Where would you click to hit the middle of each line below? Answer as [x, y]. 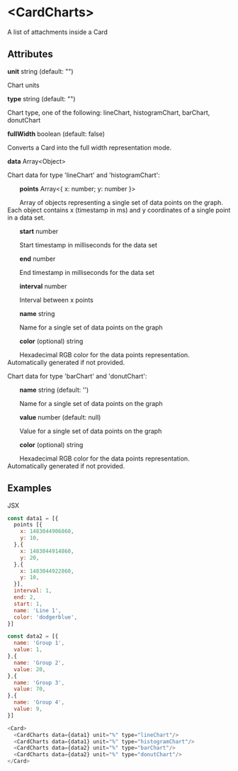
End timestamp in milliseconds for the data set [87, 272]
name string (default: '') [54, 390]
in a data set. [26, 218]
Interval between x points [56, 300]
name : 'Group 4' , [39, 702]
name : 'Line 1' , [38, 610]
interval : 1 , [33, 591]
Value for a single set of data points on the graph [91, 431]
